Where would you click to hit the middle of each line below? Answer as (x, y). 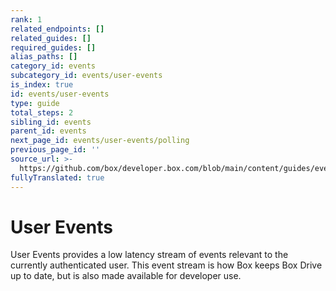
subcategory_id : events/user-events (86, 76)
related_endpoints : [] (57, 29)
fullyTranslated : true (57, 177)
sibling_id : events (51, 122)
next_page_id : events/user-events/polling (100, 141)
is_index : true (42, 85)
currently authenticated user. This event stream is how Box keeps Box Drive (166, 265)
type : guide (35, 103)
